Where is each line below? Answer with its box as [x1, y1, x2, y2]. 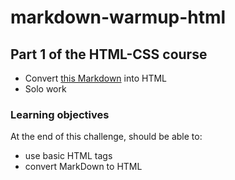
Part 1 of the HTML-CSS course [10, 46, 208, 63]
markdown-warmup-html [10, 6, 227, 29]
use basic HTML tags [24, 150, 113, 162]
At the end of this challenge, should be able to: [10, 131, 203, 143]
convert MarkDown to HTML [24, 161, 143, 173]
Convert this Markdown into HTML [24, 72, 168, 84]
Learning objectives [10, 107, 110, 121]
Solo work [24, 83, 67, 95]
